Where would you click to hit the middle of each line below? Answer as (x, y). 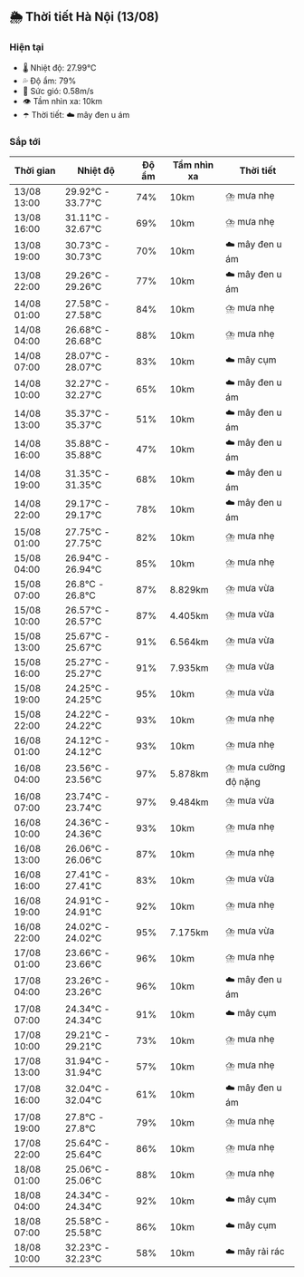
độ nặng (243, 781)
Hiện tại (27, 47)
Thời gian (35, 170)
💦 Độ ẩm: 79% (49, 81)
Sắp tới (25, 141)
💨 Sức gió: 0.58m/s (58, 91)
